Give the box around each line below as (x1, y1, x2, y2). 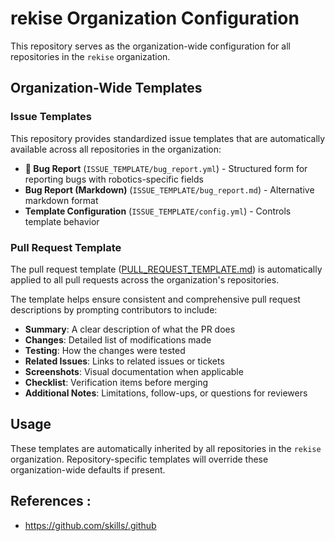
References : (10, 493, 92, 510)
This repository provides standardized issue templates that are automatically (10, 132, 326, 144)
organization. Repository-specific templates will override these (10, 453, 269, 465)
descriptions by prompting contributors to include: (10, 303, 218, 316)
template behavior (24, 215, 100, 227)
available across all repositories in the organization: (10, 143, 222, 155)
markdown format (24, 194, 99, 206)
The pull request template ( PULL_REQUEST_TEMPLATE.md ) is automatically (10, 263, 323, 275)
